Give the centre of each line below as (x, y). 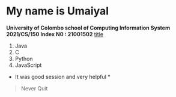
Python (24, 58)
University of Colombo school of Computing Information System (88, 28)
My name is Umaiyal (58, 11)
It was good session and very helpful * (63, 77)
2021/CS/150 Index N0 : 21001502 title (55, 34)
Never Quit (34, 88)
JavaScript (28, 65)
